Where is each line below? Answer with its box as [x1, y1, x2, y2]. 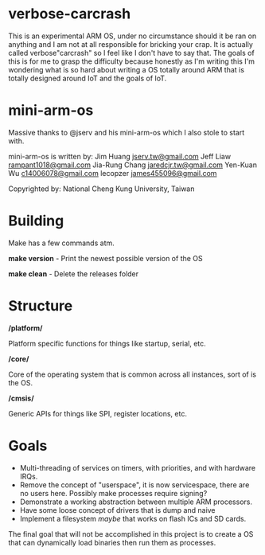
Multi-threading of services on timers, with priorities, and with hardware [19, 463, 256, 472]
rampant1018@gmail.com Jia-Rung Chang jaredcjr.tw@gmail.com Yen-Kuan [8, 160, 257, 170]
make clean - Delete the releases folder [8, 268, 139, 279]
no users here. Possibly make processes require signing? [19, 488, 208, 498]
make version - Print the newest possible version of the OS [8, 253, 203, 263]
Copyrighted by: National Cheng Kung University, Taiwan [8, 184, 195, 193]
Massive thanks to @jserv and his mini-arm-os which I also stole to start [8, 127, 245, 137]
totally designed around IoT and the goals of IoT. [8, 73, 167, 83]
